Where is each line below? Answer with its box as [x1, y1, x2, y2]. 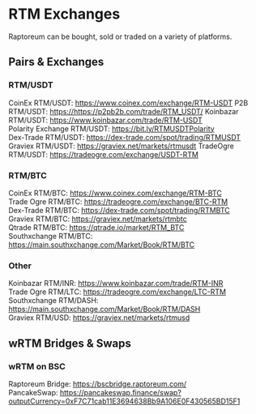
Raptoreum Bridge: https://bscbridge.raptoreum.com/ [8, 378, 187, 389]
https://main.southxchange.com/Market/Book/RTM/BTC [8, 240, 195, 250]
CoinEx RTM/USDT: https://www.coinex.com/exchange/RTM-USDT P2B [8, 98, 249, 108]
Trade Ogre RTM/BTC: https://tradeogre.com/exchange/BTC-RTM [8, 196, 228, 207]
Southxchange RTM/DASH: [8, 296, 99, 305]
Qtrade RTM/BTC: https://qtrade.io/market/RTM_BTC [8, 222, 185, 232]
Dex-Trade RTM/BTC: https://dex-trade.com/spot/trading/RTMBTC [8, 205, 231, 215]
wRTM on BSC [8, 361, 66, 372]
